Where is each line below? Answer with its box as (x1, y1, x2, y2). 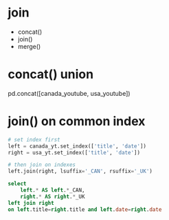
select (8, 181, 27, 188)
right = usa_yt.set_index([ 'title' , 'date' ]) (8, 149, 140, 156)
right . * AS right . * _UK (20, 193, 85, 200)
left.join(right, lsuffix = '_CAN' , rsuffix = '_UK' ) (8, 168, 153, 175)
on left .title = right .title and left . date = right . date (8, 206, 162, 213)
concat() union (8, 67, 94, 82)
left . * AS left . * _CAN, (20, 187, 85, 194)
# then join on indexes (8, 161, 76, 168)
